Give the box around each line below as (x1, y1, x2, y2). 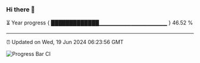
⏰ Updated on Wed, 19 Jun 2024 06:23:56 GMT (6, 39, 124, 46)
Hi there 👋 (6, 5, 36, 14)
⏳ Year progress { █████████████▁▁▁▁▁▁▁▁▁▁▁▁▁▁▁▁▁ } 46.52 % (6, 19, 193, 26)
